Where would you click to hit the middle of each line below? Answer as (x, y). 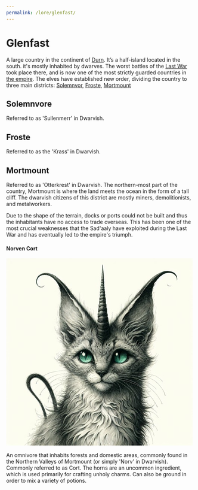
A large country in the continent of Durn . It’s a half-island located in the (93, 59)
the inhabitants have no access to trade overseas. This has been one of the (99, 222)
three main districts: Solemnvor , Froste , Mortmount (69, 85)
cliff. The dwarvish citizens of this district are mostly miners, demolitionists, (99, 197)
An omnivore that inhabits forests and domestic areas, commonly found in (97, 455)
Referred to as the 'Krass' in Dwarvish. (54, 152)
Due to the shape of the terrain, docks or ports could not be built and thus (97, 215)
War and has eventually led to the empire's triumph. (69, 235)
